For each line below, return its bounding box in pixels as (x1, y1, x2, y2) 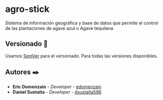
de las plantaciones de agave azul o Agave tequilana (5, 25, 113, 31)
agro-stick (5, 3, 50, 15)
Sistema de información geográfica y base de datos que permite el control (5, 20, 158, 26)
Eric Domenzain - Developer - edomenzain (12, 84, 101, 90)
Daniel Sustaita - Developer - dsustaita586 (12, 89, 101, 95)
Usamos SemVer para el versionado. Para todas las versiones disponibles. (5, 53, 158, 59)
